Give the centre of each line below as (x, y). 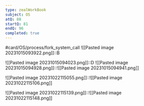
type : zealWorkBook (26, 10)
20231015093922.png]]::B (32, 53)
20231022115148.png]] (29, 98)
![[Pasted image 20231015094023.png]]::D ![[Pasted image (67, 63)
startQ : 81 (17, 24)
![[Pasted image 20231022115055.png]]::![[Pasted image (64, 78)
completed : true (22, 33)
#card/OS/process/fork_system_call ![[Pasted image (60, 47)
